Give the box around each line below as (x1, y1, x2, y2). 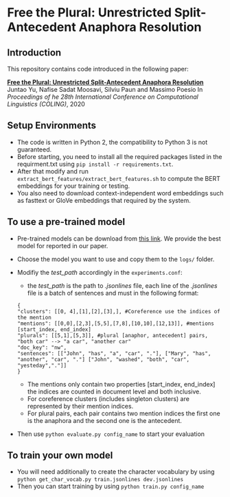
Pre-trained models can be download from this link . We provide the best (16, 234, 221, 243)
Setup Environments (7, 120, 97, 132)
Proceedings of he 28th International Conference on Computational (7, 93, 199, 101)
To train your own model (7, 450, 113, 461)
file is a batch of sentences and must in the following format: (27, 289, 199, 297)
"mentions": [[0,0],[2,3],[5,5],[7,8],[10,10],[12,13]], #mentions (16, 320, 214, 327)
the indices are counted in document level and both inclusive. (27, 387, 201, 396)
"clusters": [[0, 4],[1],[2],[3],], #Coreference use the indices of (16, 308, 221, 315)
